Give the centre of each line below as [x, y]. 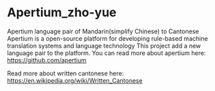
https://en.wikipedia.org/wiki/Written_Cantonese [75, 80]
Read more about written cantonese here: [66, 73]
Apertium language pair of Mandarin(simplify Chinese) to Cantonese [103, 31]
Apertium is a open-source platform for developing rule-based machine [107, 38]
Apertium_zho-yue [62, 13]
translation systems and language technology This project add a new [104, 45]
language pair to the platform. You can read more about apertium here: [106, 53]
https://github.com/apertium [47, 60]
